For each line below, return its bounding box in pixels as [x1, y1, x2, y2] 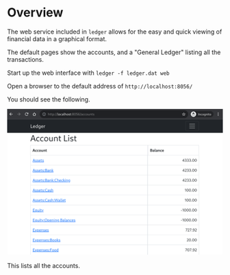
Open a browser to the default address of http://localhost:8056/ [7, 82, 193, 90]
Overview [7, 5, 64, 21]
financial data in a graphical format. [7, 34, 107, 43]
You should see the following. [7, 95, 90, 104]
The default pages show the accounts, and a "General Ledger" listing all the [7, 48, 221, 56]
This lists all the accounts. [7, 261, 81, 270]
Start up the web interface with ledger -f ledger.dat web [7, 69, 170, 77]
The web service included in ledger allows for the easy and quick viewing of [7, 27, 222, 36]
